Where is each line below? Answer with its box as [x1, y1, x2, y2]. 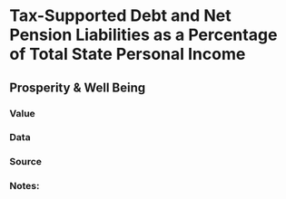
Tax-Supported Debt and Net [9, 5, 232, 26]
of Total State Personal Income [9, 44, 246, 64]
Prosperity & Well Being [9, 80, 146, 95]
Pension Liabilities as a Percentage [9, 24, 278, 45]
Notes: [9, 180, 40, 193]
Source [9, 156, 43, 168]
